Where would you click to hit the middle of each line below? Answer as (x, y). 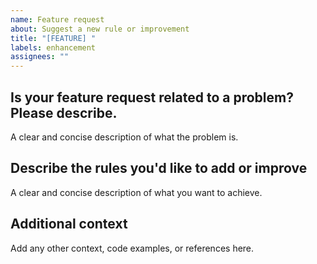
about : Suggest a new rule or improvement (100, 29)
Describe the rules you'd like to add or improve (159, 168)
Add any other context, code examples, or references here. (132, 248)
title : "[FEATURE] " (53, 38)
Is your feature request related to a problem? (152, 97)
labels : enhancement (53, 47)
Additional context (69, 224)
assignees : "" (40, 57)
